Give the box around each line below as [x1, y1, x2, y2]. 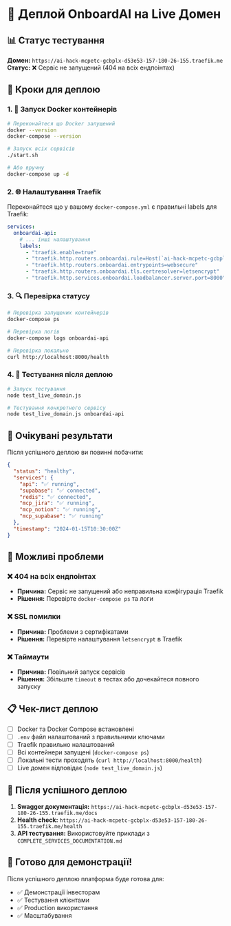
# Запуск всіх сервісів [7, 145, 76, 152]
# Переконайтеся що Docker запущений [7, 120, 115, 127]
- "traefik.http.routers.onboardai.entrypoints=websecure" [25, 262, 198, 269]
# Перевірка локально [7, 347, 69, 354]
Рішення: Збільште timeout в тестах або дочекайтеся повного [16, 675, 199, 683]
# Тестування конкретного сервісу [7, 404, 107, 411]
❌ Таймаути [7, 652, 49, 661]
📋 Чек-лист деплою [7, 703, 98, 715]
